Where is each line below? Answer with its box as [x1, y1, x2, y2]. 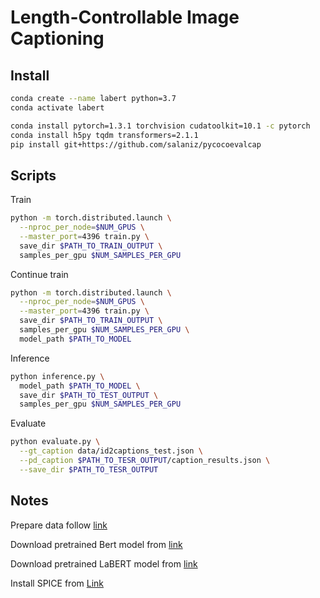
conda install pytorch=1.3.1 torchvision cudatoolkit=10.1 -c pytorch [10, 121, 311, 131]
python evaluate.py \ [10, 437, 101, 447]
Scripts [10, 167, 57, 184]
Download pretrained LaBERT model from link [10, 557, 198, 570]
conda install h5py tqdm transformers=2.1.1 [10, 130, 199, 140]
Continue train [10, 268, 69, 280]
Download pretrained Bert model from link [10, 538, 183, 550]
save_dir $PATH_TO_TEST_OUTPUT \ [19, 390, 159, 400]
